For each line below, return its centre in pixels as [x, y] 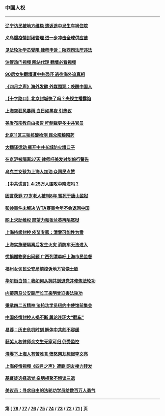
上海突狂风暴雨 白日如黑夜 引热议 [39, 111]
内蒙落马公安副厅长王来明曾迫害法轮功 [44, 293]
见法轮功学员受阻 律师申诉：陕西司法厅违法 [49, 50]
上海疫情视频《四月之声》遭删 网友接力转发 [49, 366]
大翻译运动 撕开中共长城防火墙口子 [40, 147]
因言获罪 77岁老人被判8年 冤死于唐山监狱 [47, 196]
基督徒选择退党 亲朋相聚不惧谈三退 [40, 378]
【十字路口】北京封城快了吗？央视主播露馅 [48, 99]
